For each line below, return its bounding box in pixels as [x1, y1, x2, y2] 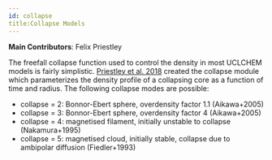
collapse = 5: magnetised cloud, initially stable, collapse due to [19, 133, 231, 143]
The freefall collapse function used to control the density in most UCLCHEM [8, 58, 262, 67]
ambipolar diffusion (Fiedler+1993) [19, 142, 136, 152]
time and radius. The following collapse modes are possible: [8, 83, 209, 93]
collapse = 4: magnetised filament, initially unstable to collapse [19, 116, 231, 126]
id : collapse [8, 11, 53, 20]
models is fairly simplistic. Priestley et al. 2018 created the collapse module [8, 66, 260, 76]
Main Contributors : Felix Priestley [8, 41, 123, 51]
